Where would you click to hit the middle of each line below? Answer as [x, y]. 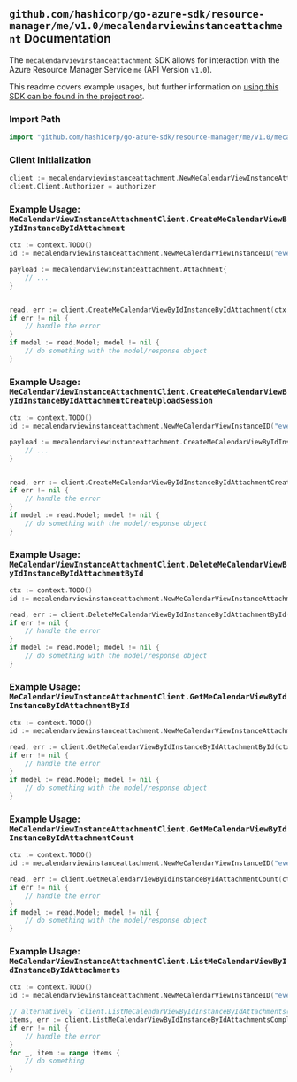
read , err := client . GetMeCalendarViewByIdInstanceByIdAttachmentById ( [144, 747]
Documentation [68, 39]
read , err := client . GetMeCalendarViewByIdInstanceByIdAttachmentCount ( [146, 880]
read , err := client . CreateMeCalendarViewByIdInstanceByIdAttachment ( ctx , [150, 310]
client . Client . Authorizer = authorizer [83, 187]
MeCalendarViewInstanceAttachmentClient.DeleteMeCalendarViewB [148, 564]
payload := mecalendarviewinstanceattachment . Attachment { [118, 270]
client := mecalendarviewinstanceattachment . [94, 178]
